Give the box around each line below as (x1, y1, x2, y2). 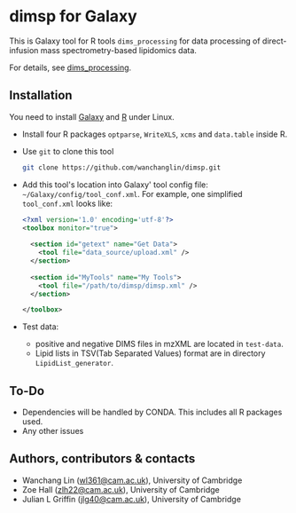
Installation (9, 88, 73, 103)
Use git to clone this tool (21, 146, 114, 156)
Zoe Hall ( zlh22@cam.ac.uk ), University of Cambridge (21, 484, 220, 494)
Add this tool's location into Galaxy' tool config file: (21, 179, 208, 190)
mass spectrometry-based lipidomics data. (40, 44, 198, 55)
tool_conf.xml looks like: (21, 198, 113, 209)
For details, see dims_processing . (9, 62, 132, 73)
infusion (9, 44, 39, 55)
